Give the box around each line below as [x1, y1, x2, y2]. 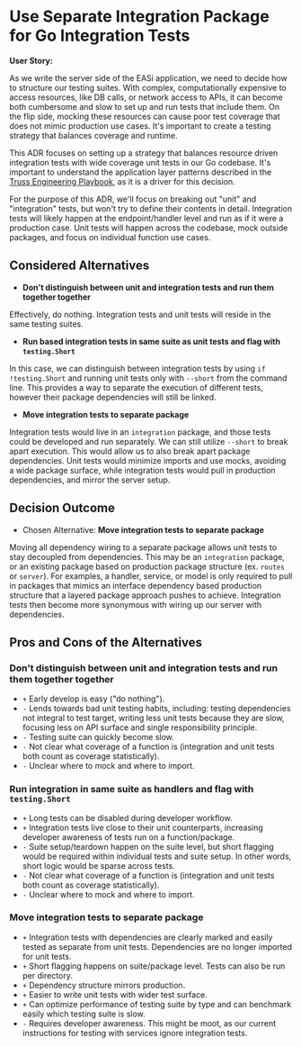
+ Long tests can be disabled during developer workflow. [22, 812, 233, 823]
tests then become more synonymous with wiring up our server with [9, 599, 262, 609]
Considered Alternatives [9, 258, 150, 274]
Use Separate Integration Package [9, 6, 270, 27]
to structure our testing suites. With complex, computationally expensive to [9, 82, 287, 93]
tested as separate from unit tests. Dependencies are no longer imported [22, 941, 293, 952]
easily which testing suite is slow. [22, 1008, 146, 1019]
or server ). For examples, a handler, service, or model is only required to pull [9, 570, 293, 582]
